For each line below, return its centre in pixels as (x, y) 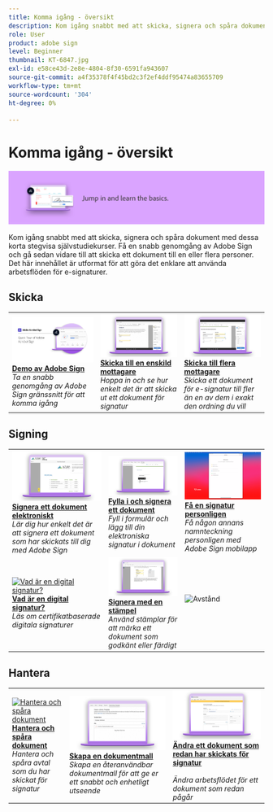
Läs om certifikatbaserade (56, 616)
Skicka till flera (210, 363)
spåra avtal (31, 763)
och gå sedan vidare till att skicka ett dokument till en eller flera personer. (131, 254)
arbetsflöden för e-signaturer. (58, 272)
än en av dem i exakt (219, 398)
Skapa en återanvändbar (111, 765)
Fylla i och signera (140, 501)
